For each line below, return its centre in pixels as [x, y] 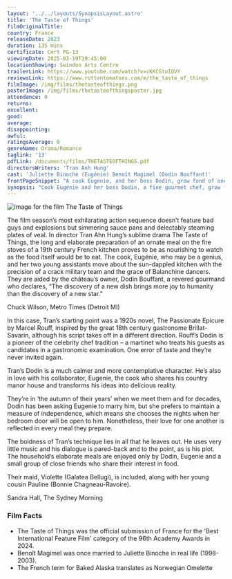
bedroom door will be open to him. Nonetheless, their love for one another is [116, 421]
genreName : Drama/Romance [44, 149]
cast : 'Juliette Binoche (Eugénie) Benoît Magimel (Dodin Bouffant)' [109, 174]
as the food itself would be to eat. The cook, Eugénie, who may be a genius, [115, 257]
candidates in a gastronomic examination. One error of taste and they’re [109, 350]
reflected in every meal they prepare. [60, 428]
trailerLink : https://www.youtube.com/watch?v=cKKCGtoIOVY [94, 71]
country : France [30, 33]
